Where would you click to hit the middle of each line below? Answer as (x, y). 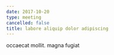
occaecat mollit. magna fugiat (43, 45)
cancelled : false (28, 23)
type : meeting (24, 17)
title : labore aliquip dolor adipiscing (58, 28)
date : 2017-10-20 (28, 12)
